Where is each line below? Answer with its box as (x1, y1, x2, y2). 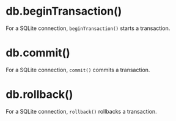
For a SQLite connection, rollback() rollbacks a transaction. (5, 108, 157, 115)
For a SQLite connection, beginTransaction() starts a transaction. (5, 24, 170, 32)
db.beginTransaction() (5, 4, 122, 18)
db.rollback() (5, 87, 73, 101)
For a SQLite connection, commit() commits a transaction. (5, 66, 150, 73)
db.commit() (5, 46, 71, 60)
